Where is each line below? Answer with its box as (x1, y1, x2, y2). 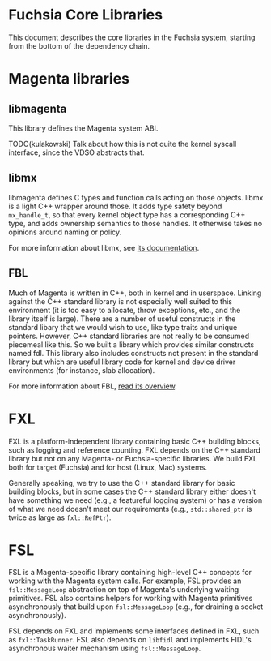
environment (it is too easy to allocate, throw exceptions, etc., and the (8, 305, 241, 315)
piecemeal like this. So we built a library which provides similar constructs (8, 339, 255, 350)
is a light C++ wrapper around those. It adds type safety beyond (8, 201, 222, 211)
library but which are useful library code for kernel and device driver (8, 357, 236, 367)
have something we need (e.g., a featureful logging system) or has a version (8, 495, 263, 504)
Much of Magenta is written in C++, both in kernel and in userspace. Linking (8, 288, 262, 298)
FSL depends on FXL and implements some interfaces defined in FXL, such (8, 626, 260, 636)
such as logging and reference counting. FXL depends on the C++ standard (8, 444, 261, 455)
